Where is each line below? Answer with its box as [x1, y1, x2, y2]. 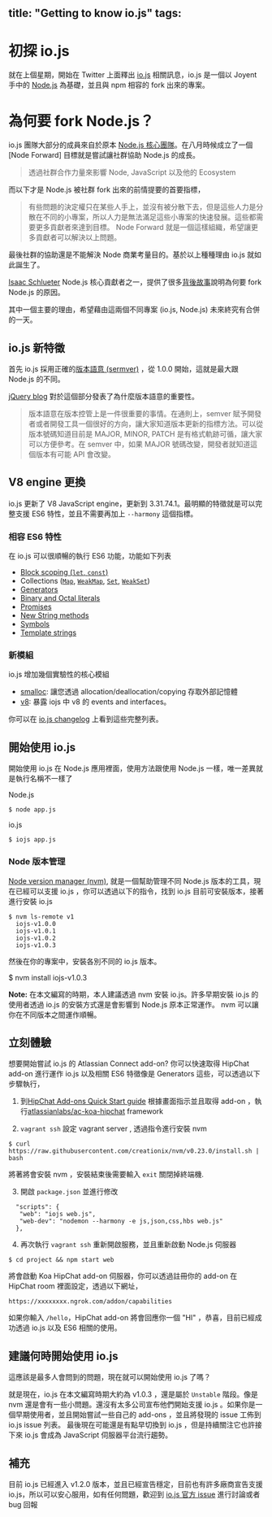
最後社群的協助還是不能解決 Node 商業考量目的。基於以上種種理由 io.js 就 [8, 250, 255, 259]
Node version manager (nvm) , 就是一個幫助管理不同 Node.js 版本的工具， [8, 876, 254, 885]
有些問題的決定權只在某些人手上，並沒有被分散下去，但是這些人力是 [28, 202, 257, 212]
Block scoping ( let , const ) [19, 567, 109, 577]
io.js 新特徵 [8, 341, 66, 354]
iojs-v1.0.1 [15, 927, 57, 935]
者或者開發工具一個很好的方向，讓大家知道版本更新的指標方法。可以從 [28, 419, 264, 429]
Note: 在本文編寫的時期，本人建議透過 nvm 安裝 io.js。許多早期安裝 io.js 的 [8, 989, 259, 999]
